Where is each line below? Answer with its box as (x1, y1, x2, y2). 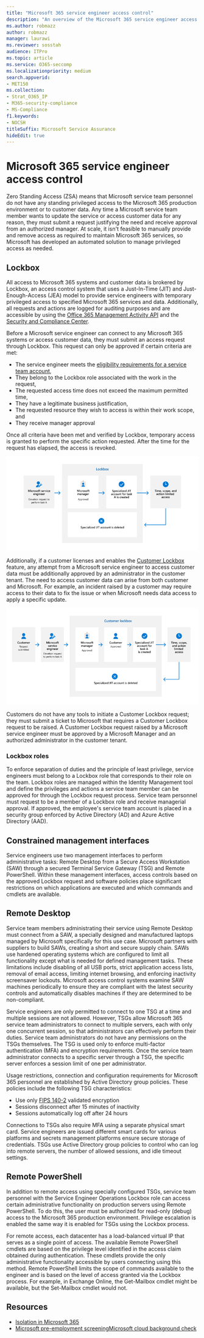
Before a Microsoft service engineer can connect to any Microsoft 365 (6, 330, 183, 336)
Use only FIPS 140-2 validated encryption (15, 1096, 120, 1104)
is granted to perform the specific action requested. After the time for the (6, 438, 190, 445)
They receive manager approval (15, 420, 96, 426)
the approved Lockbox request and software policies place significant (6, 878, 181, 885)
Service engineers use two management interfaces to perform (6, 852, 163, 859)
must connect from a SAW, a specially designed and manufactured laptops (6, 931, 194, 938)
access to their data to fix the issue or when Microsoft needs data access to (6, 589, 197, 596)
